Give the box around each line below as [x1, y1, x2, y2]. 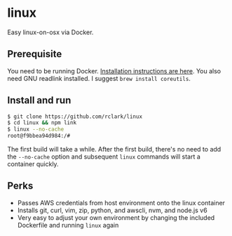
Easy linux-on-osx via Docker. [7, 28, 94, 36]
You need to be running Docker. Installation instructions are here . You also [7, 66, 221, 75]
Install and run [7, 94, 71, 106]
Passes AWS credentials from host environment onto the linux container [17, 198, 226, 207]
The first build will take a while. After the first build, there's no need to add [7, 145, 221, 154]
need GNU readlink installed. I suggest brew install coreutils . [7, 74, 191, 82]
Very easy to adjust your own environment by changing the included [17, 213, 215, 221]
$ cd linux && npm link [7, 119, 77, 126]
